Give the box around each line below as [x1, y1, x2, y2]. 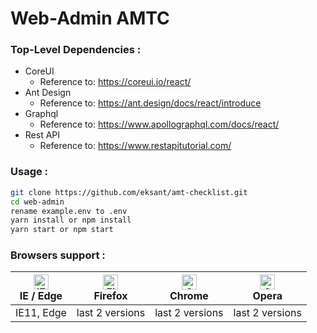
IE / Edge [19, 289, 63, 303]
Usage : [10, 165, 49, 179]
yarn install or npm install [10, 215, 132, 226]
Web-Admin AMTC [10, 7, 170, 30]
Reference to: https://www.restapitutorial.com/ [39, 140, 232, 152]
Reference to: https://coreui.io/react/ [39, 76, 192, 88]
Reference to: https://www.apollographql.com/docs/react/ [39, 118, 280, 131]
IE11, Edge [15, 306, 67, 320]
